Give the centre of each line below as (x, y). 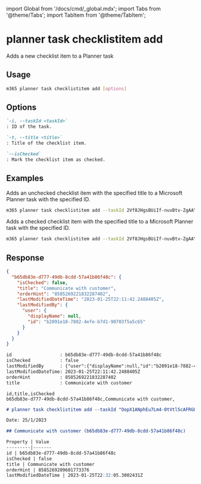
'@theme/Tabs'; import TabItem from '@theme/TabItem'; (76, 15)
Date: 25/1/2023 (26, 420)
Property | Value (28, 442)
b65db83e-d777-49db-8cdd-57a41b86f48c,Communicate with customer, (91, 399)
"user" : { (34, 311)
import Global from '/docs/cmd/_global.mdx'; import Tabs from (83, 9)
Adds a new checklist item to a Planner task (60, 56)
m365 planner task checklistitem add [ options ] (67, 89)
